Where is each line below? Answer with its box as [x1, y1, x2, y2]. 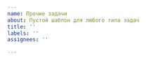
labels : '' [7, 29, 39, 37]
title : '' [7, 23, 36, 30]
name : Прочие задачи [7, 10, 68, 17]
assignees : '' [7, 36, 49, 43]
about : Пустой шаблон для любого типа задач [7, 17, 140, 24]
